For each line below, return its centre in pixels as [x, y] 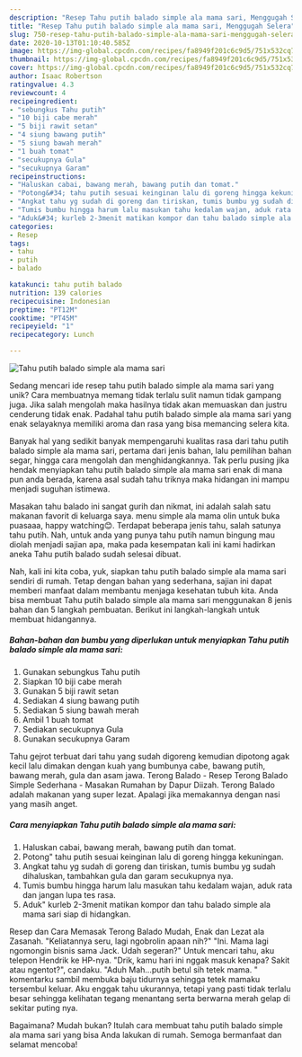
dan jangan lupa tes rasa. [69, 894]
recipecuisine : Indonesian [60, 301]
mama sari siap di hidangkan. [76, 914]
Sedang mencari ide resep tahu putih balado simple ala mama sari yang [142, 386]
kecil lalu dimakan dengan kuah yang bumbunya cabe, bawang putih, [138, 766]
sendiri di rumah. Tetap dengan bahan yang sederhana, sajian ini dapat [141, 581]
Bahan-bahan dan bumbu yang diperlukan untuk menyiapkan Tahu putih [149, 640]
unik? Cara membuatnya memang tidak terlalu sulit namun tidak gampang [145, 395]
